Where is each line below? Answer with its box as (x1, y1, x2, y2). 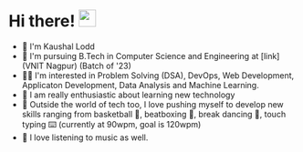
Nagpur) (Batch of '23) (46, 60, 131, 71)
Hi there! (8, 11, 76, 32)
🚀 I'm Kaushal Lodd (21, 41, 95, 52)
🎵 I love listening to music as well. (21, 132, 149, 143)
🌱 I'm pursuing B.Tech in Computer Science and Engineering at (21, 50, 259, 61)
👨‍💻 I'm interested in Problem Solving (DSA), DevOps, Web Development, (21, 69, 295, 81)
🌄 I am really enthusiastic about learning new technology (21, 89, 235, 100)
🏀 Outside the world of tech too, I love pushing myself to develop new (21, 98, 284, 109)
